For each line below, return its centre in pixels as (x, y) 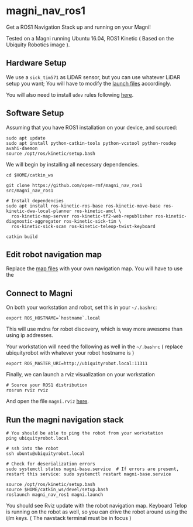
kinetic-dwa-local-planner (39, 211)
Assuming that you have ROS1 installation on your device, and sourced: (92, 127)
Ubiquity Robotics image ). (38, 45)
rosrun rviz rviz (27, 390)
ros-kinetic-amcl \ (98, 211)
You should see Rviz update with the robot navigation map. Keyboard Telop (96, 506)
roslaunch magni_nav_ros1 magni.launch (55, 495)
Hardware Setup (36, 63)
